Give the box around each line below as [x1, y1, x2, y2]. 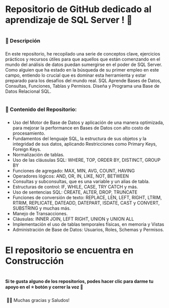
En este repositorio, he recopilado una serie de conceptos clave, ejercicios [5, 51, 160, 57]
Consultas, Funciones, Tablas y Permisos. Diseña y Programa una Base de [5, 83, 160, 89]
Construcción [5, 255, 64, 267]
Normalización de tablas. [12, 152, 65, 158]
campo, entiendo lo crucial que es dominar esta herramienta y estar [5, 72, 146, 79]
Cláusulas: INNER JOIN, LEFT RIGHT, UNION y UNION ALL [12, 216, 134, 222]
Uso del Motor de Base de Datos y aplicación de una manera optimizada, [12, 119, 164, 126]
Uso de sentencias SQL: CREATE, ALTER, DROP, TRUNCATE [12, 189, 138, 195]
